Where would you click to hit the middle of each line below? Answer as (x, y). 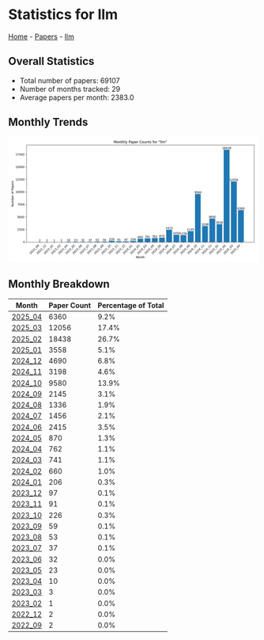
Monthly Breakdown (59, 284)
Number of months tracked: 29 (70, 89)
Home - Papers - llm (41, 36)
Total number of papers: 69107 (70, 80)
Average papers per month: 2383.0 (77, 97)
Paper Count (70, 305)
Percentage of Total (131, 305)
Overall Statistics (51, 61)
